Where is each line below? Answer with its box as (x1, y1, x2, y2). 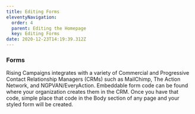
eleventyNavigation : (6, 14, 58, 20)
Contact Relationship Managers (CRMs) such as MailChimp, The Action (6, 75, 181, 83)
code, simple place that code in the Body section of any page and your (6, 94, 180, 102)
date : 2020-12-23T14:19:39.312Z (6, 36, 86, 42)
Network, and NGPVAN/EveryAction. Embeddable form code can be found (6, 82, 188, 89)
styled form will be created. (6, 101, 73, 108)
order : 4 (11, 20, 33, 26)
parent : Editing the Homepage (11, 25, 86, 31)
